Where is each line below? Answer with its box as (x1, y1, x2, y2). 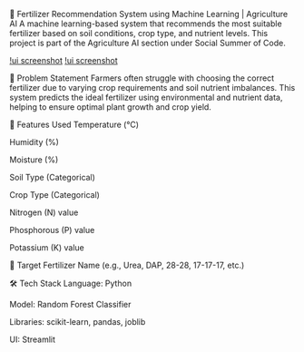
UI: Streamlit (9, 334, 56, 345)
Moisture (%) (9, 154, 59, 165)
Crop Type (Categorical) (9, 190, 100, 200)
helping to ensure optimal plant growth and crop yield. (9, 102, 211, 112)
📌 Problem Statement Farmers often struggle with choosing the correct (9, 73, 275, 83)
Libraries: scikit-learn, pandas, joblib (9, 317, 146, 327)
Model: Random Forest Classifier (9, 299, 132, 309)
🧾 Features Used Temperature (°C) (9, 119, 139, 130)
